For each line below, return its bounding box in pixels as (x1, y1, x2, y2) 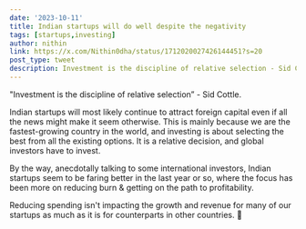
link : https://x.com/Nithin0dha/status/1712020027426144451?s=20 (9, 47, 262, 56)
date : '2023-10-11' (9, 13, 84, 23)
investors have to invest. (9, 144, 101, 155)
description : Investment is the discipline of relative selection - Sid (9, 65, 291, 74)
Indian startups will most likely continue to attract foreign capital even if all (9, 106, 289, 117)
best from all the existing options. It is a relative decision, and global (9, 135, 264, 146)
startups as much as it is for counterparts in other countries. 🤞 (9, 209, 243, 220)
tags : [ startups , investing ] (9, 30, 117, 39)
